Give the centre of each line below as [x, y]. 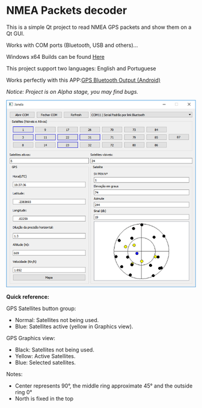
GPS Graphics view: [31, 338]
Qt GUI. [15, 33]
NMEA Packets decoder [67, 11]
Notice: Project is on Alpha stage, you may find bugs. [72, 91]
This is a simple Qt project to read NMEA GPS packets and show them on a [99, 27]
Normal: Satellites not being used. [57, 320]
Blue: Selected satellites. [45, 363]
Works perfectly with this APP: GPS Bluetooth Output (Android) [84, 80]
